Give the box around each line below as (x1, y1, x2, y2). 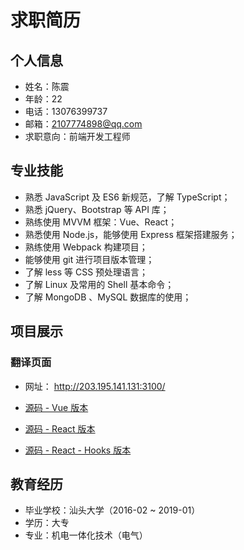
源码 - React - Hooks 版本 (24, 444, 132, 456)
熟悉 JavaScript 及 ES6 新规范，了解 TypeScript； (24, 191, 231, 203)
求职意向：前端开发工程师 (24, 131, 131, 142)
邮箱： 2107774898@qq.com (24, 118, 143, 130)
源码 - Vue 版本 (24, 401, 89, 413)
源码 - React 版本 (24, 422, 96, 435)
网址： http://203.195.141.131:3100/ (24, 380, 166, 392)
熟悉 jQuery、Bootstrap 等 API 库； (24, 203, 170, 215)
